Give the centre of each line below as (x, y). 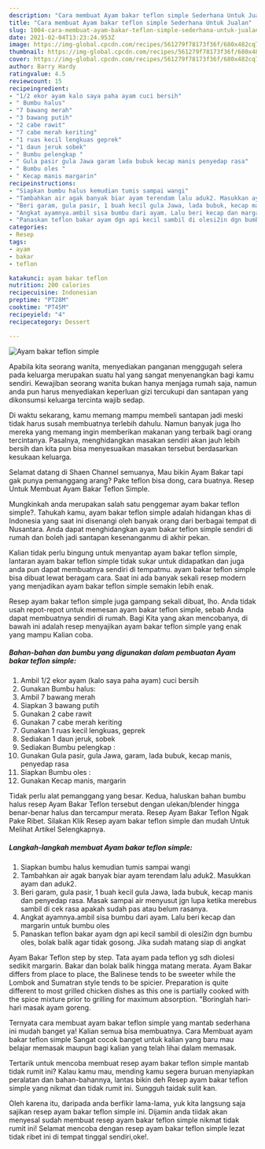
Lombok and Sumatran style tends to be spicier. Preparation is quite (119, 982)
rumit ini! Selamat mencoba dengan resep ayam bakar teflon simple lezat (127, 1129)
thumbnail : (27, 52)
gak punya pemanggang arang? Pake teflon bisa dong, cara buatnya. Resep (132, 480)
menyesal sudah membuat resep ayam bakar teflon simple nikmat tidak (124, 1120)
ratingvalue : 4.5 (37, 74)
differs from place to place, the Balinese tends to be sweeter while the (122, 975)
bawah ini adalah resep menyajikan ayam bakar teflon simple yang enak (125, 626)
